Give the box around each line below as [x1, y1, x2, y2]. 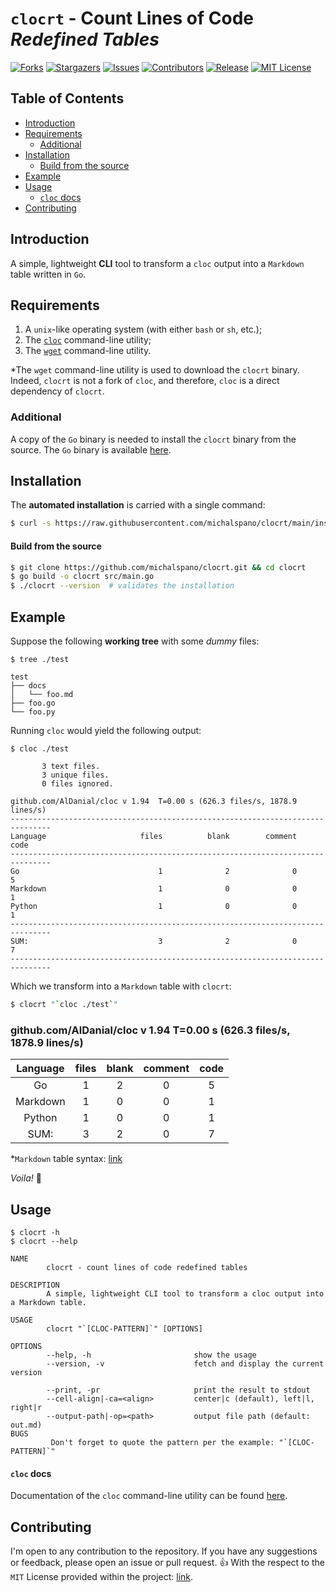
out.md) [10, 1420, 43, 1430]
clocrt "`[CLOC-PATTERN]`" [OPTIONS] [46, 1323, 203, 1334]
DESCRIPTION [10, 1280, 60, 1290]
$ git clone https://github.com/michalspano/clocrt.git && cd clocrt [10, 562, 307, 572]
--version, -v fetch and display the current [46, 1358, 325, 1369]
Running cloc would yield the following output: [10, 725, 202, 736]
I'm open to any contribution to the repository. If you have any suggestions [10, 1545, 318, 1557]
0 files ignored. [41, 779, 114, 789]
